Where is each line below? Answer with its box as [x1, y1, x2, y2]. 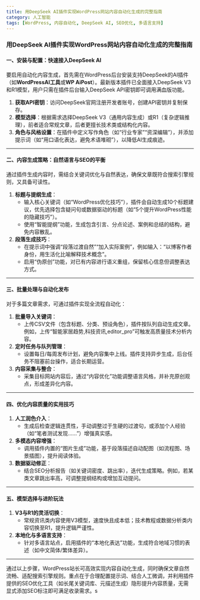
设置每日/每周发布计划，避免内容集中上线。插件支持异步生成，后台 [23, 350, 187, 357]
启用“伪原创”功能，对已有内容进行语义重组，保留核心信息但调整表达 [23, 258, 190, 265]
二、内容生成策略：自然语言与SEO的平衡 [6, 156, 106, 164]
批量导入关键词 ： [14, 313, 57, 320]
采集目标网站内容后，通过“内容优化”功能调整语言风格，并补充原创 [23, 373, 185, 380]
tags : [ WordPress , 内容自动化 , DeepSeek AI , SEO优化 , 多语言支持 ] [6, 20, 164, 26]
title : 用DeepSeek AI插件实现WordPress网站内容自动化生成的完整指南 [6, 8, 162, 15]
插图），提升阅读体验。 [29, 452, 85, 460]
